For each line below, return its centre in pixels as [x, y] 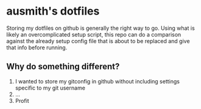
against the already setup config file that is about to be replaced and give [98, 41]
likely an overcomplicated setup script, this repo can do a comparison [94, 34]
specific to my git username [50, 88]
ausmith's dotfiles [53, 11]
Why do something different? [63, 67]
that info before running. [37, 47]
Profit [22, 100]
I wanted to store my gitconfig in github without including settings [97, 81]
